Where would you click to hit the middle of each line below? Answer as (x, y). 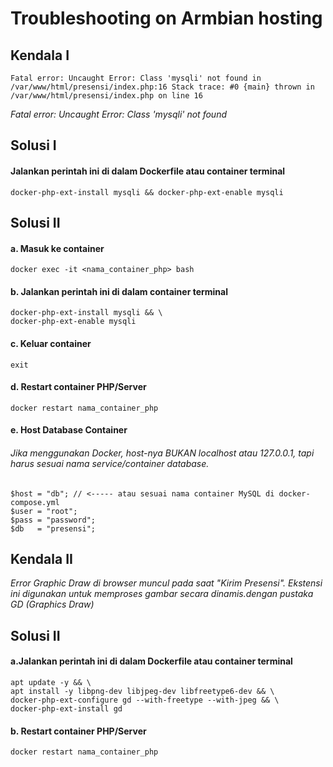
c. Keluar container (51, 343)
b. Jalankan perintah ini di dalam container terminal (119, 291)
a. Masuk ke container (57, 248)
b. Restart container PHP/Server (78, 731)
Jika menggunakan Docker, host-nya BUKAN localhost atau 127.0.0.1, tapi (162, 453)
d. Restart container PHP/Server (78, 387)
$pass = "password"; (53, 520)
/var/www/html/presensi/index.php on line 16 (106, 96)
